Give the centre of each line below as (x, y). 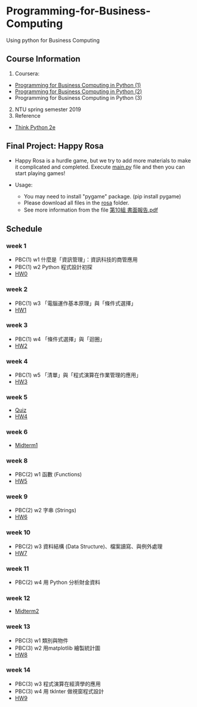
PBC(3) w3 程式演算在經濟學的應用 (58, 684)
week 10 (19, 532)
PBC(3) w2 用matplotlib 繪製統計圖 (57, 648)
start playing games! (40, 173)
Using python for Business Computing (53, 40)
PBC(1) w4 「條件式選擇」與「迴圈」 (60, 339)
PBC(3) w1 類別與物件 (41, 640)
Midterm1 (26, 445)
